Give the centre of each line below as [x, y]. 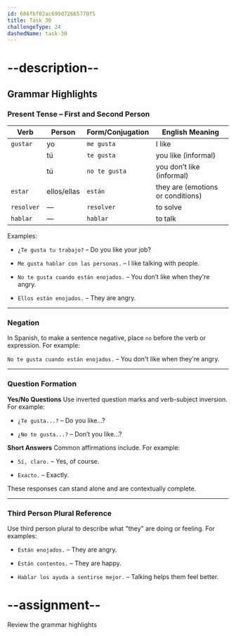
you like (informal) [186, 155]
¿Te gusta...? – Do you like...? [61, 420]
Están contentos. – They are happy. [69, 564]
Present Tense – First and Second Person [79, 114]
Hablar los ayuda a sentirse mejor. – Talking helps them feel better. [118, 577]
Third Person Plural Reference [60, 513]
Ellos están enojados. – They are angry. [77, 298]
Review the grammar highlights [52, 624]
